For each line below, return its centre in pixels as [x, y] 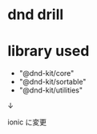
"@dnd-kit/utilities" [51, 90]
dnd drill [36, 15]
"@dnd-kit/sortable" [53, 82]
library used [48, 51]
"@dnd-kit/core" [46, 73]
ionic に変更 [27, 122]
